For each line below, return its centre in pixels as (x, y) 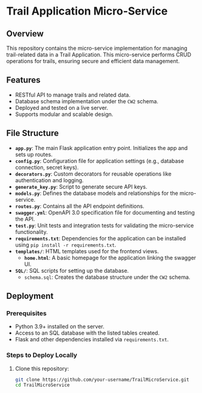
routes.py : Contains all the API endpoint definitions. (79, 206)
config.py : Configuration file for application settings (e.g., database (99, 161)
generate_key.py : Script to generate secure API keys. (81, 186)
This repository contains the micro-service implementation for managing (97, 48)
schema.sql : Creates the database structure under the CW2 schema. (107, 277)
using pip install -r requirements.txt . (66, 245)
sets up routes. (34, 154)
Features (23, 80)
